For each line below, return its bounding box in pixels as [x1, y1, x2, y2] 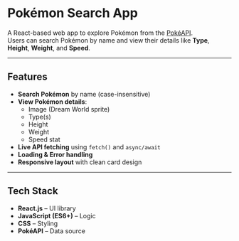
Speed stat [28, 135, 60, 144]
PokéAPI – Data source [17, 226, 86, 235]
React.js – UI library [17, 204, 76, 213]
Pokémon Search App [7, 5, 139, 21]
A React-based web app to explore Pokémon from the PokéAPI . [7, 28, 193, 37]
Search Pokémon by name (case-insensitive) [17, 90, 151, 98]
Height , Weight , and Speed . [7, 43, 91, 52]
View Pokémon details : [17, 97, 87, 106]
